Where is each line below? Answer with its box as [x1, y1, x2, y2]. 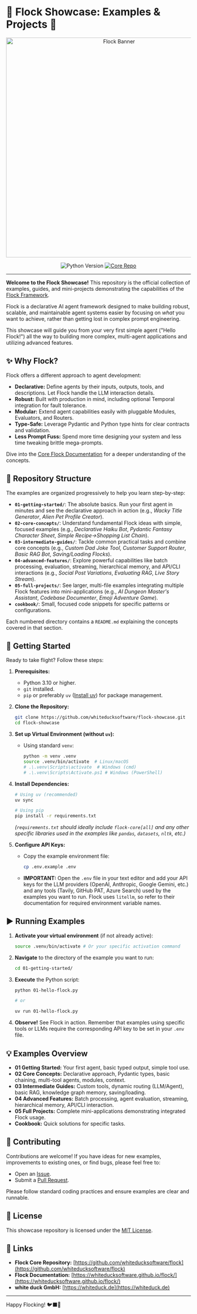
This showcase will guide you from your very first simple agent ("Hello [6, 327, 176, 334]
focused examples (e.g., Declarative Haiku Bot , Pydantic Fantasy [14, 525, 172, 532]
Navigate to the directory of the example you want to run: [14, 954, 154, 961]
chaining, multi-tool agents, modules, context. [14, 1077, 126, 1084]
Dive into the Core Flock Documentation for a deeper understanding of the [6, 450, 186, 457]
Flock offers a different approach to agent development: [6, 372, 142, 379]
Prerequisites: [14, 668, 50, 675]
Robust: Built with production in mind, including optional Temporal [14, 395, 175, 402]
